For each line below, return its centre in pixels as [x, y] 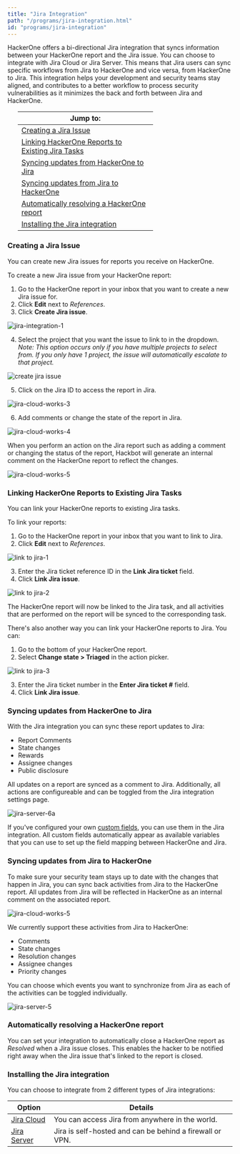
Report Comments [45, 740]
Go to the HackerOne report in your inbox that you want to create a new [123, 289]
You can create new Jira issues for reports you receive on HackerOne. [111, 261]
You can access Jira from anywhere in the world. [136, 1120]
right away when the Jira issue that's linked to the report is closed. [105, 1055]
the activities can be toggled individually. [67, 993]
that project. [36, 362]
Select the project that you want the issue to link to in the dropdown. [118, 339]
